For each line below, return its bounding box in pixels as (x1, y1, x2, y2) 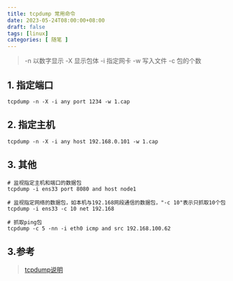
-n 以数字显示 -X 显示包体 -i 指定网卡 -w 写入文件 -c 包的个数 (24, 57, 202, 65)
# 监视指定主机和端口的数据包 (7, 179, 82, 186)
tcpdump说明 (24, 266, 63, 274)
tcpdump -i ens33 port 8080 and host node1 (7, 185, 137, 192)
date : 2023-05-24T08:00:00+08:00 (7, 17, 105, 24)
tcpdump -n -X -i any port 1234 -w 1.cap (7, 98, 131, 105)
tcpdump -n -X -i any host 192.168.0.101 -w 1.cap (7, 138, 159, 145)
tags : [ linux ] (7, 30, 49, 37)
